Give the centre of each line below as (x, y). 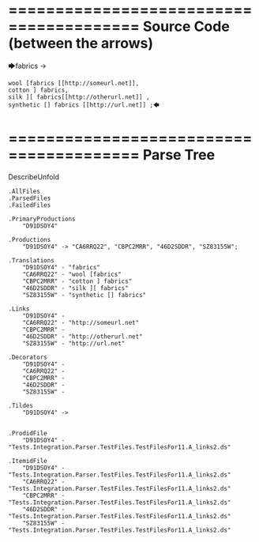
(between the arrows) (81, 43)
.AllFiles (24, 191)
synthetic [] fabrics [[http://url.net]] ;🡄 (84, 105)
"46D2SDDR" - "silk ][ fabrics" (75, 288)
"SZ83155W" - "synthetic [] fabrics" (84, 295)
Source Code (186, 26)
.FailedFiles (30, 205)
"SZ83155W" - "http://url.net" (74, 343)
